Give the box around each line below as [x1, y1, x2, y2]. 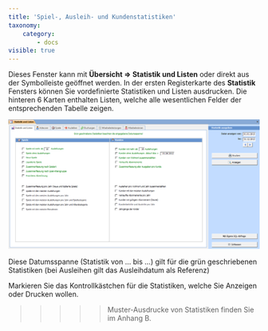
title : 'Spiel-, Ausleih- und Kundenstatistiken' [8, 13, 177, 21]
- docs [37, 38, 59, 46]
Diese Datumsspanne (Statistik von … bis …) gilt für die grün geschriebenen [8, 257, 258, 266]
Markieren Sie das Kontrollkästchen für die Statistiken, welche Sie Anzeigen [8, 281, 258, 290]
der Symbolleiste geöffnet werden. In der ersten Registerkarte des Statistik [8, 78, 256, 88]
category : [22, 30, 56, 38]
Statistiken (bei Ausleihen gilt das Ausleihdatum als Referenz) [8, 265, 210, 275]
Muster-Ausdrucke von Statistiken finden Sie [107, 305, 254, 314]
